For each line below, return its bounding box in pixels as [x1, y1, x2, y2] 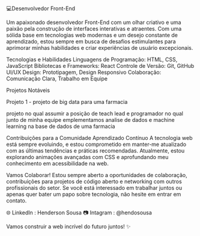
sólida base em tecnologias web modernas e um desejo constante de [6, 32, 178, 38]
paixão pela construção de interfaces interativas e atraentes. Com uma [6, 25, 182, 32]
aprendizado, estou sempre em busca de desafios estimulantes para [6, 38, 176, 45]
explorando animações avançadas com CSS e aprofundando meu [6, 154, 169, 160]
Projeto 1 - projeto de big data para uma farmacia [6, 98, 128, 105]
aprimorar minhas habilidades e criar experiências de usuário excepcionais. [6, 44, 193, 51]
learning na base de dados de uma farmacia [6, 123, 115, 130]
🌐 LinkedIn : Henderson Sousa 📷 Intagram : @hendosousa [6, 209, 152, 216]
